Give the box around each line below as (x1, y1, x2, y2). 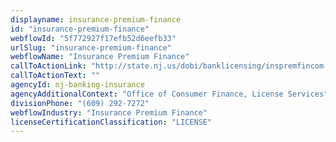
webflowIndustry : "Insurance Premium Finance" (10, 107, 208, 118)
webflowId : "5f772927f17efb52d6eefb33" (10, 33, 177, 43)
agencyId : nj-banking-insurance (10, 80, 145, 90)
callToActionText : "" (10, 71, 101, 81)
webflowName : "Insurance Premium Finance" (10, 52, 190, 62)
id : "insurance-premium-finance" (10, 24, 150, 34)
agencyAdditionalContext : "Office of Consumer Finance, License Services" (10, 89, 329, 99)
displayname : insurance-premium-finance (10, 14, 182, 25)
